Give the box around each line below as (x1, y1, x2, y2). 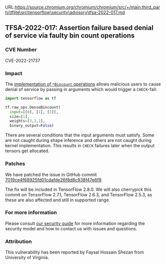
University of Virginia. (5, 255, 49, 261)
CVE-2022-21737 (5, 57, 41, 63)
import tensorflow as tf (5, 96, 56, 101)
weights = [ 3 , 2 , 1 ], (9, 119, 45, 124)
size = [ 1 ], (9, 114, 30, 119)
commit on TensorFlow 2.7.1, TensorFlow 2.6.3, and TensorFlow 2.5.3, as (5, 191, 152, 197)
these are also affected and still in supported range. (5, 197, 110, 203)
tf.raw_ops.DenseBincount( (5, 105, 61, 110)
